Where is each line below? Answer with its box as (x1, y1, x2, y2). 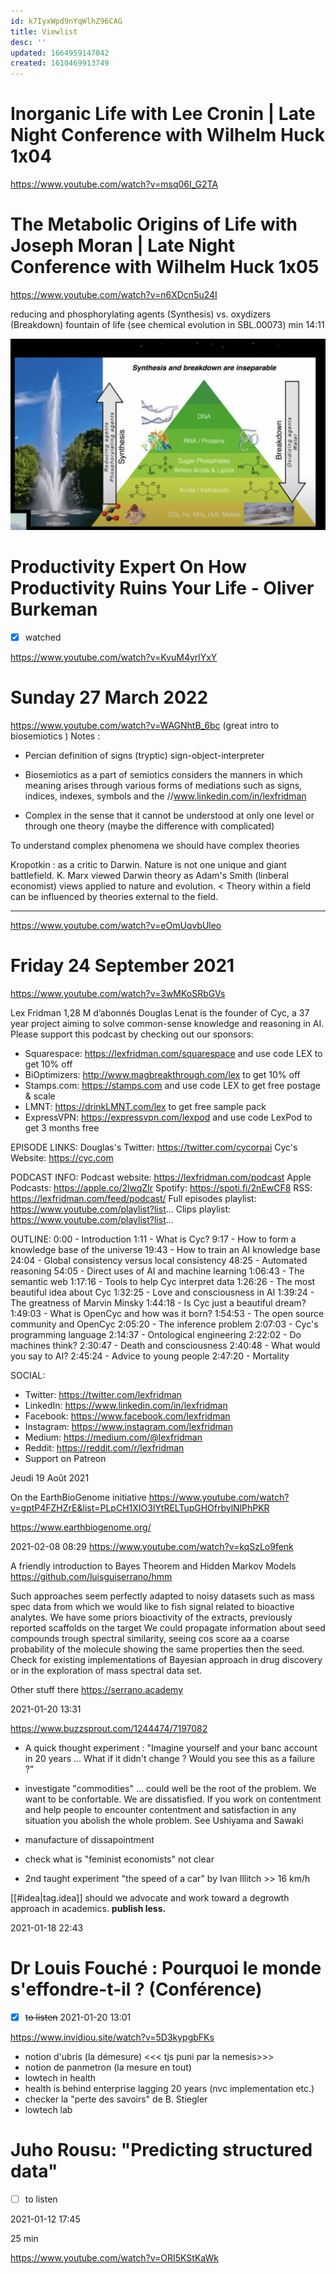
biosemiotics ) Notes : (10, 730, 101, 742)
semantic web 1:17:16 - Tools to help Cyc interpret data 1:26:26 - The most (10, 1276, 316, 1288)
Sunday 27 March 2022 (10, 686, 209, 709)
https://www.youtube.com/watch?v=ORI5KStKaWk (10, 2252, 219, 2264)
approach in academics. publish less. (10, 1903, 167, 1915)
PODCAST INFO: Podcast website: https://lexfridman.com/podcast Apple (10, 1171, 312, 1184)
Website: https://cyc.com (10, 1152, 114, 1164)
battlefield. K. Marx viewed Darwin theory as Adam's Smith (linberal (10, 870, 289, 882)
